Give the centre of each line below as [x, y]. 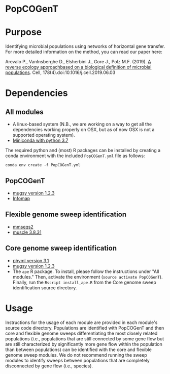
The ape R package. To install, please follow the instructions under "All [86, 271]
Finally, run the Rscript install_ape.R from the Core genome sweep [84, 282]
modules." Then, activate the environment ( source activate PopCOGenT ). [88, 277]
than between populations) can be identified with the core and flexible [79, 350]
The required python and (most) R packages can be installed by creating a [83, 151]
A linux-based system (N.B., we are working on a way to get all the [82, 124]
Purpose [24, 32]
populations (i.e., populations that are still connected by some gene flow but [85, 339]
